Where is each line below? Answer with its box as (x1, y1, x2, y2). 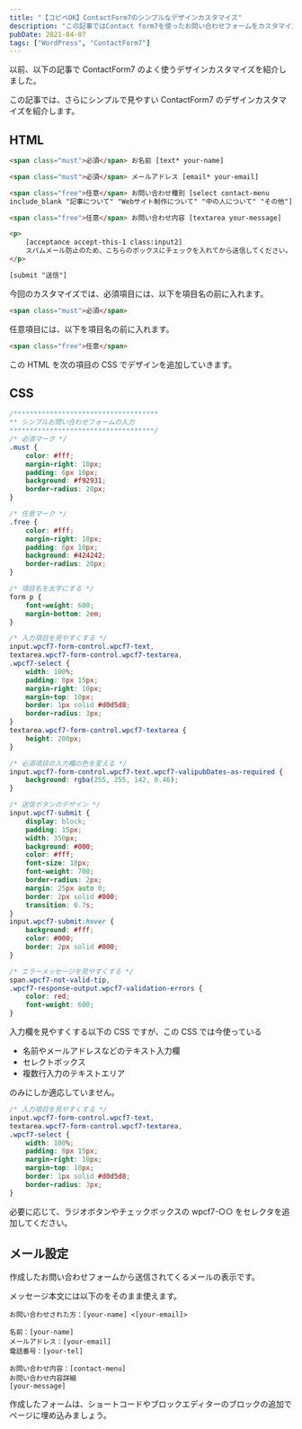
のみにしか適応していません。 (9, 1087, 120, 1098)
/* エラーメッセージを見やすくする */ (9, 966, 134, 976)
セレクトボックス (22, 1056, 86, 1067)
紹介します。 (32, 105, 80, 117)
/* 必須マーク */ (9, 435, 67, 444)
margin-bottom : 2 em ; (25, 609, 102, 618)
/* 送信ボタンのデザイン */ (9, 800, 101, 810)
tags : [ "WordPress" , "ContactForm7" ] (9, 38, 151, 48)
